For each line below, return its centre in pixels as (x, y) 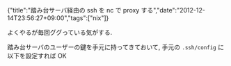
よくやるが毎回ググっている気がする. (60, 32)
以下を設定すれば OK (37, 56)
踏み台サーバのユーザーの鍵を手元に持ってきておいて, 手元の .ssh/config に (116, 47)
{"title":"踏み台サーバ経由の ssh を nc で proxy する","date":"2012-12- (106, 10)
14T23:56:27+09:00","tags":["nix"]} (58, 18)
